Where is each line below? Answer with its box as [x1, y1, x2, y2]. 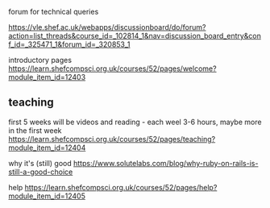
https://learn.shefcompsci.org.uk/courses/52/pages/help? [24, 182, 218, 192]
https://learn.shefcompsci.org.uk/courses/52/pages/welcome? [8, 64, 217, 73]
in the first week [8, 125, 62, 135]
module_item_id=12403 [8, 73, 86, 81]
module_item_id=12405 [8, 191, 86, 201]
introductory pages [8, 56, 73, 64]
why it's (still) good [8, 158, 73, 168]
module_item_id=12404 [8, 143, 86, 152]
